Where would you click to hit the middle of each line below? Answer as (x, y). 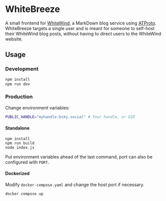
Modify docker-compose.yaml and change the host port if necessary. (75, 184)
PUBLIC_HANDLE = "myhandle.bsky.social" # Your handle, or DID (70, 117)
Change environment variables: (37, 107)
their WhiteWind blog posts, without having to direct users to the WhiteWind (83, 33)
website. (14, 39)
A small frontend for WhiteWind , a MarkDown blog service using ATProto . (81, 23)
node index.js (20, 147)
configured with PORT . (27, 162)
